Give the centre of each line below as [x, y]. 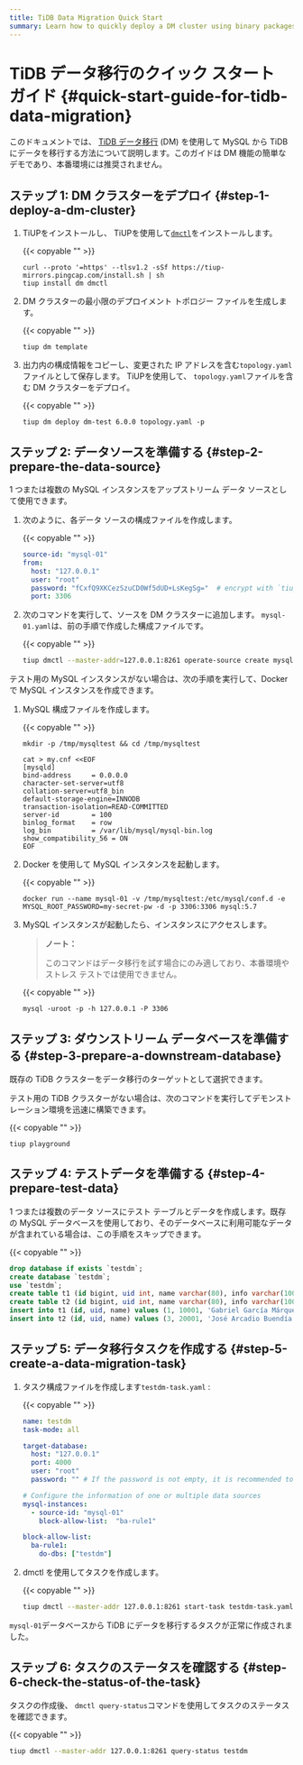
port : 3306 [51, 596]
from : [32, 563]
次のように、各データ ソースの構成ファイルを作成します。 [129, 520]
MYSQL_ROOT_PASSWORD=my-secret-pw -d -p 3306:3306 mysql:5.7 [140, 907]
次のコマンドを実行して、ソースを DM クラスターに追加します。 [141, 615]
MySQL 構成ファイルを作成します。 [88, 710]
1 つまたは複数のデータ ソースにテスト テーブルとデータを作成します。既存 [148, 1211]
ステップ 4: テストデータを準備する [107, 1174]
